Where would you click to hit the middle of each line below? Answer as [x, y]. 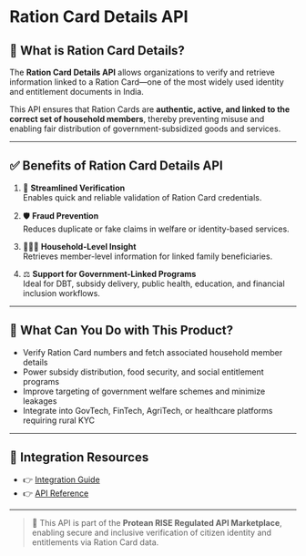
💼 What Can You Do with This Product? [122, 330]
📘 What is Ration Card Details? [97, 51]
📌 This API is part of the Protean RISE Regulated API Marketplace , [157, 523]
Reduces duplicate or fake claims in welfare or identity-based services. [156, 229]
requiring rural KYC [59, 420]
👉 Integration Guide [61, 479]
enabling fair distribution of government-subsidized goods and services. [145, 129]
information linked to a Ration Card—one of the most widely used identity [147, 82]
